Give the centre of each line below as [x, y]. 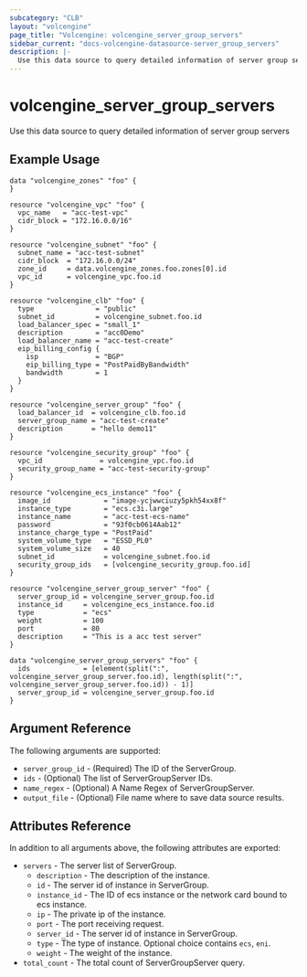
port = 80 [59, 628]
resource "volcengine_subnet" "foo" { [83, 244]
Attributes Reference [70, 826]
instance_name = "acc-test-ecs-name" [104, 516]
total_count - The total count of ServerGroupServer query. [133, 963]
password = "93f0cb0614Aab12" [100, 525]
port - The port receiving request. [100, 924]
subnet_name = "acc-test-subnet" [81, 252]
